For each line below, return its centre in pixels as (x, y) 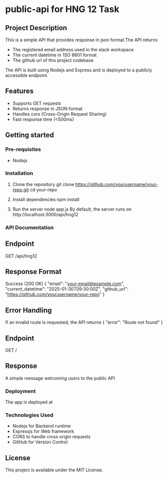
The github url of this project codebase (53, 60)
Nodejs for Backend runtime (42, 426)
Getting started (30, 135)
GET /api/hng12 (21, 256)
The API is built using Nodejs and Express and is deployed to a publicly (79, 70)
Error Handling (28, 310)
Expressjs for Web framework (43, 431)
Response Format (33, 272)
